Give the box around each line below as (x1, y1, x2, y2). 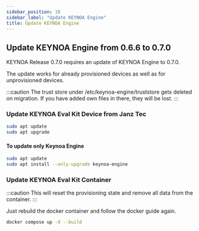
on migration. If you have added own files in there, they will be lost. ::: (6, 95, 179, 102)
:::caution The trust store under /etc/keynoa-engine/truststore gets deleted (6, 88, 192, 96)
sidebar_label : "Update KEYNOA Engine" (6, 15, 107, 21)
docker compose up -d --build (6, 219, 83, 226)
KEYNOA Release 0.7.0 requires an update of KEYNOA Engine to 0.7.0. (6, 59, 180, 66)
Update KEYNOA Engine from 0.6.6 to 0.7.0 (6, 42, 171, 53)
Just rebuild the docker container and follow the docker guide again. (6, 207, 177, 215)
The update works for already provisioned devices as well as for (6, 70, 166, 77)
